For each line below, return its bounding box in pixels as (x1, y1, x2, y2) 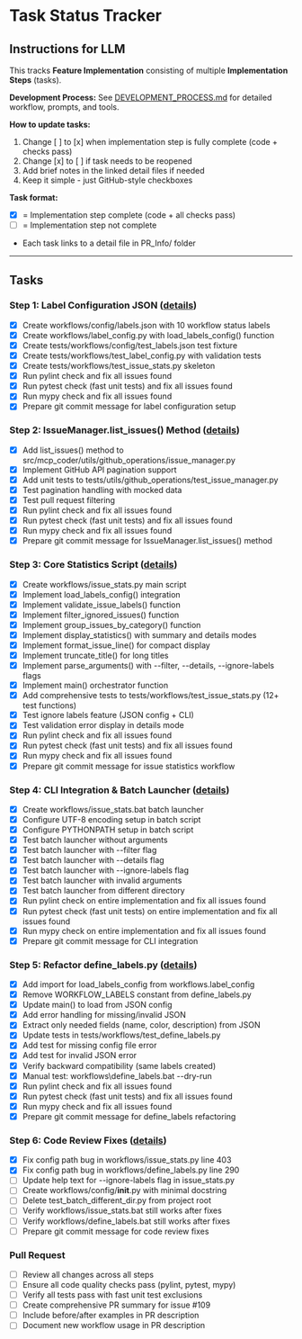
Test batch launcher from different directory (22, 885, 186, 896)
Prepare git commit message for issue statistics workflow (22, 760, 235, 771)
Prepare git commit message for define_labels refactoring (22, 1110, 236, 1121)
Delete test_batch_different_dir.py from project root (22, 1195, 212, 1206)
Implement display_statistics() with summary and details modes (22, 629, 257, 640)
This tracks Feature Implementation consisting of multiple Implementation (9, 65, 289, 76)
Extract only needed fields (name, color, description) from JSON (22, 1020, 261, 1030)
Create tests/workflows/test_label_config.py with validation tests (22, 350, 262, 361)
